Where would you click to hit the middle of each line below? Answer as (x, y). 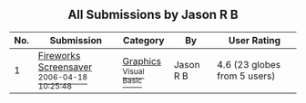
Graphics (142, 61)
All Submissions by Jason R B (153, 15)
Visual (133, 71)
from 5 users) (246, 76)
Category (143, 40)
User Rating (254, 40)
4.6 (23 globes (249, 64)
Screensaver (65, 67)
